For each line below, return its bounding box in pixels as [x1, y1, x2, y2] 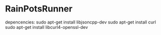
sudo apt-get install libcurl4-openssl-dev [5, 24, 88, 30]
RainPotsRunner [5, 3, 73, 14]
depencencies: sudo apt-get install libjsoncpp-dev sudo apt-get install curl [5, 19, 156, 25]
